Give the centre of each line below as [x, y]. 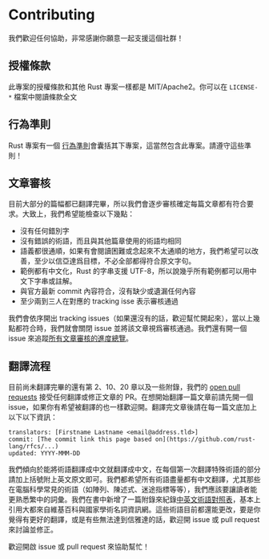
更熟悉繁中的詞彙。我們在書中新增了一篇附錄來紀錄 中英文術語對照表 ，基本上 [134, 500]
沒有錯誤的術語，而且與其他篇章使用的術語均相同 [100, 241]
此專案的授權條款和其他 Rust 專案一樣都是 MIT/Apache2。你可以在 [118, 87]
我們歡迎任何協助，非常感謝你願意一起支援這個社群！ [96, 38]
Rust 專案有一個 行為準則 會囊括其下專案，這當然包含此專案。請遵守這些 [126, 145]
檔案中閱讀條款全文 [46, 96]
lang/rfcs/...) [34, 447]
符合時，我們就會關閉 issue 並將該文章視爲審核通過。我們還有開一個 [134, 328]
